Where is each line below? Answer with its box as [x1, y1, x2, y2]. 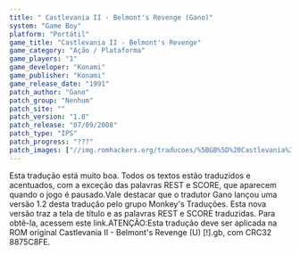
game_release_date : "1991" [9, 79, 110, 88]
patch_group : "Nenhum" [9, 95, 94, 105]
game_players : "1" [9, 54, 78, 63]
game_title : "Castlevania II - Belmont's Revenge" [9, 37, 202, 47]
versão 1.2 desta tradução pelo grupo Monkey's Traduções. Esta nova [9, 198, 267, 209]
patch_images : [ [9, 145, 70, 154]
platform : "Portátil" [9, 29, 90, 38]
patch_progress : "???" [9, 137, 94, 146]
